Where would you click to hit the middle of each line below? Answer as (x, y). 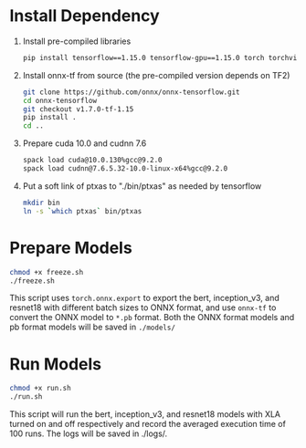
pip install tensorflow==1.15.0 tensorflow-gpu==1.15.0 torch (143, 57)
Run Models (56, 364)
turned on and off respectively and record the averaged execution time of (148, 424)
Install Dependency (84, 16)
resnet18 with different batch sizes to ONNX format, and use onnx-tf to (143, 307)
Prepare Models (71, 248)
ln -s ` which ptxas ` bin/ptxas (82, 211)
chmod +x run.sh (40, 389)
